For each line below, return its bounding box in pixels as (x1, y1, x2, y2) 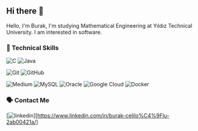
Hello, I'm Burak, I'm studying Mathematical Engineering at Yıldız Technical (6, 22, 193, 29)
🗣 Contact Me (6, 96, 49, 104)
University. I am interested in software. (6, 28, 103, 36)
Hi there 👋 (6, 6, 44, 16)
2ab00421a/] (6, 118, 38, 126)
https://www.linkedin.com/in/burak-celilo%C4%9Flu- (37, 112, 170, 120)
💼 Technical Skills (6, 43, 59, 52)
